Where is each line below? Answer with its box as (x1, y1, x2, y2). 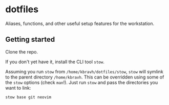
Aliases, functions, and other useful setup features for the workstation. (5, 20, 155, 27)
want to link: (5, 85, 31, 91)
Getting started (5, 35, 55, 44)
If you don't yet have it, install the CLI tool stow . (5, 59, 105, 65)
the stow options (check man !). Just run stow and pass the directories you (5, 79, 158, 85)
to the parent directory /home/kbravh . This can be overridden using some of (5, 74, 164, 80)
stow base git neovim (5, 94, 52, 100)
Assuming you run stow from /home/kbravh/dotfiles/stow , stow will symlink (5, 68, 164, 74)
